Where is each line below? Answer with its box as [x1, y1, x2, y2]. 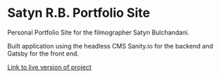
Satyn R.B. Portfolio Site [7, 5, 150, 21]
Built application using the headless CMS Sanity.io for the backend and [7, 41, 214, 50]
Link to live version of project [7, 63, 92, 71]
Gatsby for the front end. [7, 49, 80, 58]
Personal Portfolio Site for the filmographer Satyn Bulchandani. [7, 28, 190, 37]
